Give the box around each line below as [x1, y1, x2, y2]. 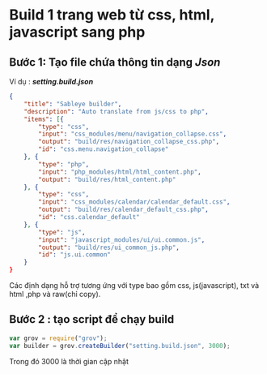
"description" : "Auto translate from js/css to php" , [23, 107, 209, 115]
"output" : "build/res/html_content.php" [38, 175, 176, 183]
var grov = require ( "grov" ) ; [9, 334, 108, 342]
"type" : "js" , [38, 228, 86, 236]
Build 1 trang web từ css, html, [9, 6, 215, 24]
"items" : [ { [23, 115, 64, 123]
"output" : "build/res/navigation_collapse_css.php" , [38, 138, 220, 146]
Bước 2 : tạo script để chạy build [9, 312, 175, 326]
